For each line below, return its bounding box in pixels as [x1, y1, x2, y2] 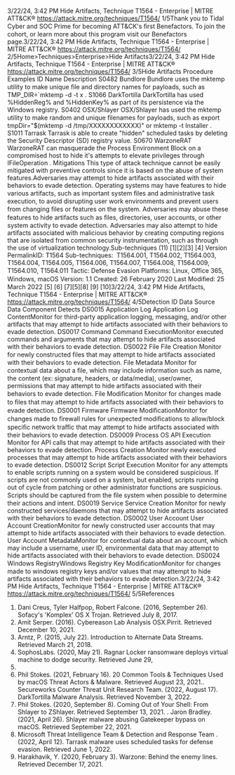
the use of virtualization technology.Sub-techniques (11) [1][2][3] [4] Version [7, 243, 228, 252]
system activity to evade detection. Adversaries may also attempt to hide [7, 222, 218, 229]
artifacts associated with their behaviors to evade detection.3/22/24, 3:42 [7, 575, 221, 583]
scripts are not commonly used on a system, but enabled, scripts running [7, 475, 219, 484]
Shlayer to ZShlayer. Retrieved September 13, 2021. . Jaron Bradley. [17, 707, 213, 716]
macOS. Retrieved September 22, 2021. [17, 723, 132, 731]
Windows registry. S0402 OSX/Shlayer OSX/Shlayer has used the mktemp [7, 105, 222, 114]
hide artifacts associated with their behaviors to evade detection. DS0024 [7, 551, 220, 559]
